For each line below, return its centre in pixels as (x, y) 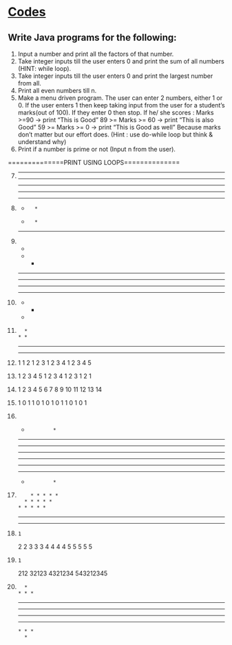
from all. (30, 83)
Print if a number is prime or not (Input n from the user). (97, 149)
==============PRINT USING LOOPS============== (94, 162)
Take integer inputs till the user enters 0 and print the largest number (115, 76)
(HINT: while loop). (44, 69)
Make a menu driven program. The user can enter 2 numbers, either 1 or (120, 98)
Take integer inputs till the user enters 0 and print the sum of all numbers (121, 61)
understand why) (42, 142)
